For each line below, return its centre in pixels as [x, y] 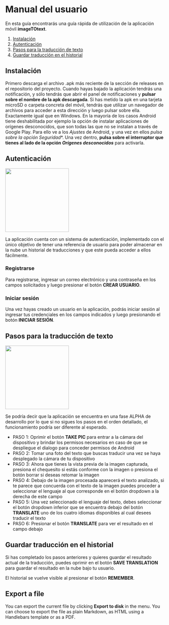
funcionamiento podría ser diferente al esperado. [56, 427]
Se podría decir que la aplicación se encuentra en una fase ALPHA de [78, 416]
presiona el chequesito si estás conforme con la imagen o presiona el [85, 469]
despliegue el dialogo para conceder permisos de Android [73, 448]
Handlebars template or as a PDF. [40, 617]
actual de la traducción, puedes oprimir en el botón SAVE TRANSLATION [82, 562]
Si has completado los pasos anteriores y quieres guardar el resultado [78, 557]
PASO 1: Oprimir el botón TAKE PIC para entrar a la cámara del [78, 437]
